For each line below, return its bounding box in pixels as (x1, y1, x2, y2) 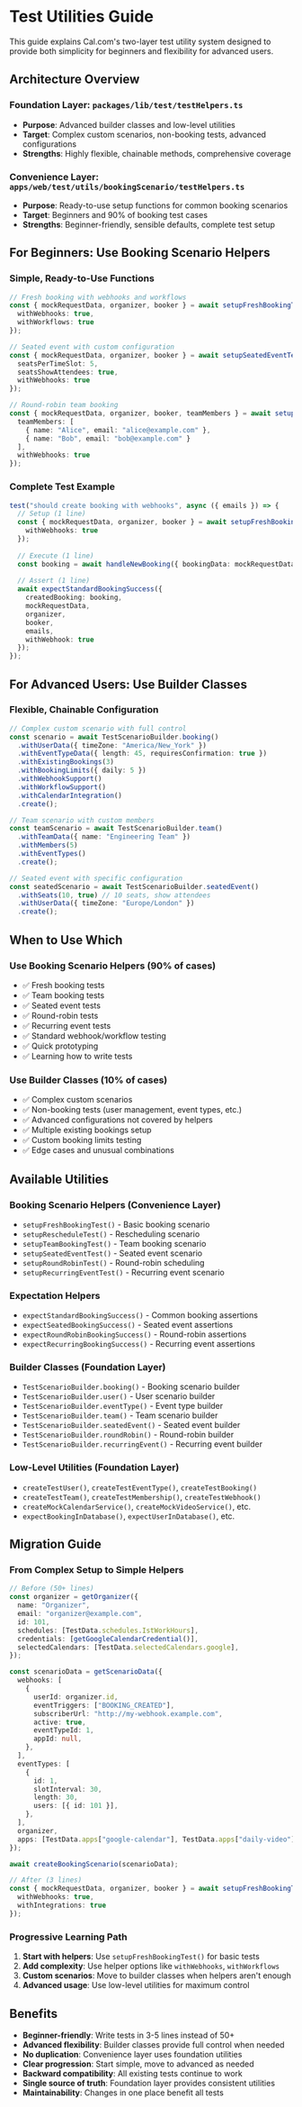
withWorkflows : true (17, 318, 94, 327)
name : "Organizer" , (17, 1601, 91, 1610)
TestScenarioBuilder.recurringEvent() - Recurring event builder (22, 1439, 263, 1449)
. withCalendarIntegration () (17, 791, 123, 800)
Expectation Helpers (9, 1289, 101, 1302)
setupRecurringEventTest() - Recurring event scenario (22, 1267, 225, 1277)
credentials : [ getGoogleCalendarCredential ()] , (17, 1634, 200, 1643)
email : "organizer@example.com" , (17, 1610, 143, 1619)
